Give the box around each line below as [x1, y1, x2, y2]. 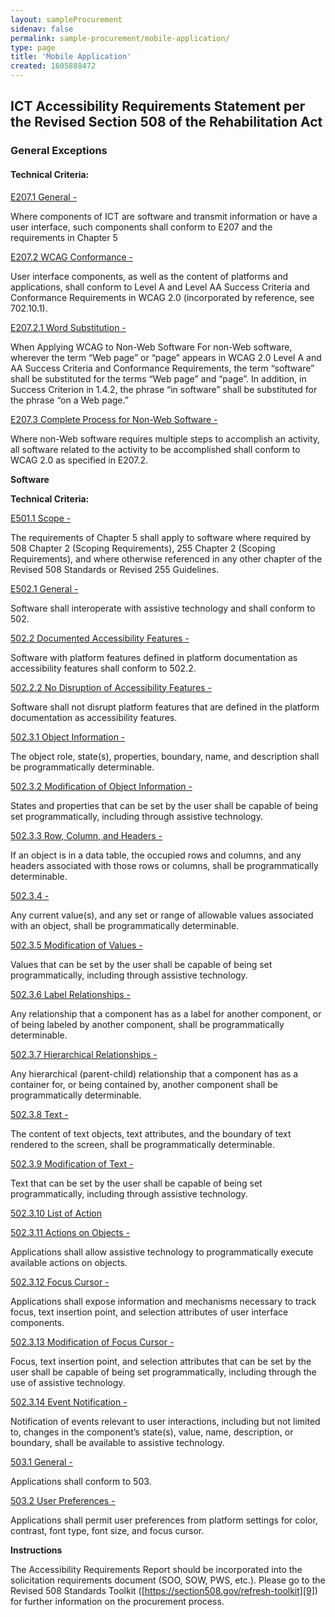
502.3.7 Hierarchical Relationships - [10, 1048, 158, 1060]
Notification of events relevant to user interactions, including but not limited [10, 1415, 321, 1427]
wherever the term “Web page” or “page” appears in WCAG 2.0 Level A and [10, 351, 322, 363]
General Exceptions [10, 144, 108, 158]
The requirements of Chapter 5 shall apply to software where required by [10, 531, 312, 543]
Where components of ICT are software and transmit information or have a [10, 210, 318, 222]
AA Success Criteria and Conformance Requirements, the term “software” [10, 362, 315, 374]
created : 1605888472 [10, 61, 97, 71]
